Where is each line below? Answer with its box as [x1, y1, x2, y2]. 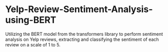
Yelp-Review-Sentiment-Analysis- [5, 4, 153, 15]
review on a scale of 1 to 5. [5, 41, 61, 47]
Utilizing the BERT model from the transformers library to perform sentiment [5, 31, 163, 37]
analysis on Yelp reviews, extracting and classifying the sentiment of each [5, 36, 159, 42]
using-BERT [5, 14, 57, 26]
